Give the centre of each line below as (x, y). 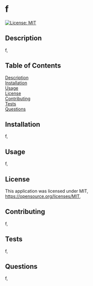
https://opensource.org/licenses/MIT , (43, 196)
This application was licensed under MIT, (47, 191)
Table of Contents (33, 66)
